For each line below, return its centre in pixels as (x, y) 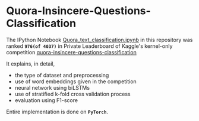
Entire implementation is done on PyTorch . (57, 112)
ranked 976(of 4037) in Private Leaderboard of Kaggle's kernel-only (89, 46)
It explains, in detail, (31, 64)
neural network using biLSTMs (52, 87)
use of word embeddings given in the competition (75, 81)
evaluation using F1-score (46, 100)
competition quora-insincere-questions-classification (71, 52)
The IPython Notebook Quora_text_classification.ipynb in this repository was (99, 40)
